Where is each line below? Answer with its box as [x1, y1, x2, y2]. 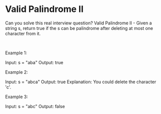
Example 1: [5, 50, 27, 56]
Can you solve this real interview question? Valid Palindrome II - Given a [5, 20, 152, 26]
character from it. [5, 30, 41, 36]
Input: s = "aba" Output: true [5, 59, 64, 65]
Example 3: [5, 94, 28, 100]
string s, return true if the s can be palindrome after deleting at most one [5, 25, 153, 31]
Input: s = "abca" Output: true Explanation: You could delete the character [5, 79, 157, 85]
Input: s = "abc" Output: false [5, 103, 65, 109]
